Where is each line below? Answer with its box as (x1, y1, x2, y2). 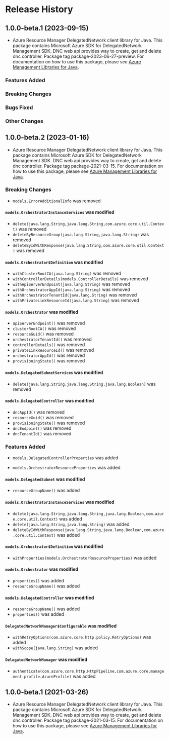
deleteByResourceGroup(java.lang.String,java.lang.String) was (12, 232, 149, 237)
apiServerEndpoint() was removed (12, 320, 85, 326)
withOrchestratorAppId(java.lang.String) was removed (12, 286, 130, 292)
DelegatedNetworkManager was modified (5, 656, 87, 662)
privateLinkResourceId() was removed (12, 347, 94, 353)
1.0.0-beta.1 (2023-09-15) (5, 24, 89, 32)
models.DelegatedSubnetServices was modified (5, 369, 103, 376)
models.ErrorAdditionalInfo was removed (12, 198, 101, 204)
